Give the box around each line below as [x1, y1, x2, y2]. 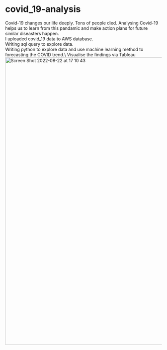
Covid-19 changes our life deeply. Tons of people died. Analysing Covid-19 [5, 20, 159, 26]
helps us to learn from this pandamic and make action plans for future [5, 25, 148, 31]
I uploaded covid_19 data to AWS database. [5, 36, 93, 42]
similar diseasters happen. [5, 30, 59, 36]
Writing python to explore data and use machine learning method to [5, 46, 144, 52]
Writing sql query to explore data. [5, 41, 74, 47]
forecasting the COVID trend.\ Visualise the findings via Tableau [5, 51, 136, 58]
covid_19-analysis [5, 3, 81, 15]
